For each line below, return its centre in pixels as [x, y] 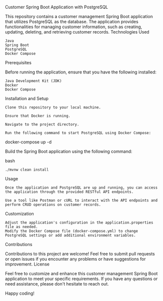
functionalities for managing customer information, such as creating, [74, 27]
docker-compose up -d [28, 142]
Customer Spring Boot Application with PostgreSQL [57, 7]
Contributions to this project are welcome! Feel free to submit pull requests [80, 254]
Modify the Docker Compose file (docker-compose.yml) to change [72, 231]
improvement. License [27, 264]
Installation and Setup [27, 98]
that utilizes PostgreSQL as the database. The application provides [72, 22]
